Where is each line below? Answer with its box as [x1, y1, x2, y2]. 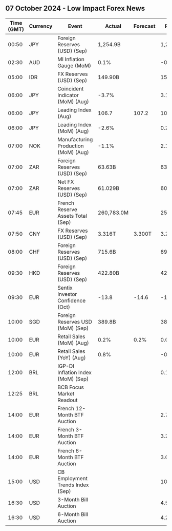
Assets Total [57, 212, 87, 219]
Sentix [57, 284, 73, 291]
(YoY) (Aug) [57, 354, 86, 361]
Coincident [57, 85, 84, 92]
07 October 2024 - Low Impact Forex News [5, 4, 145, 13]
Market [57, 390, 75, 397]
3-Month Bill [57, 496, 89, 503]
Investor [57, 290, 77, 297]
